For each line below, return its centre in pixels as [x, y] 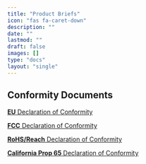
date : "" [20, 34]
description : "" [31, 27]
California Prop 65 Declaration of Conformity [73, 153]
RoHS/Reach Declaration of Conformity [65, 139]
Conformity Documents [60, 95]
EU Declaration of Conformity [50, 112]
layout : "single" [33, 66]
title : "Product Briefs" [44, 14]
